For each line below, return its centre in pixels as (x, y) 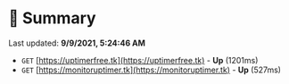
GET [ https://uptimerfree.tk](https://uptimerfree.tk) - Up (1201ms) (140, 60)
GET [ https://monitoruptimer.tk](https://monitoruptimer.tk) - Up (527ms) (151, 70)
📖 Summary (52, 18)
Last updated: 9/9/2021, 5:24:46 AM (77, 43)
